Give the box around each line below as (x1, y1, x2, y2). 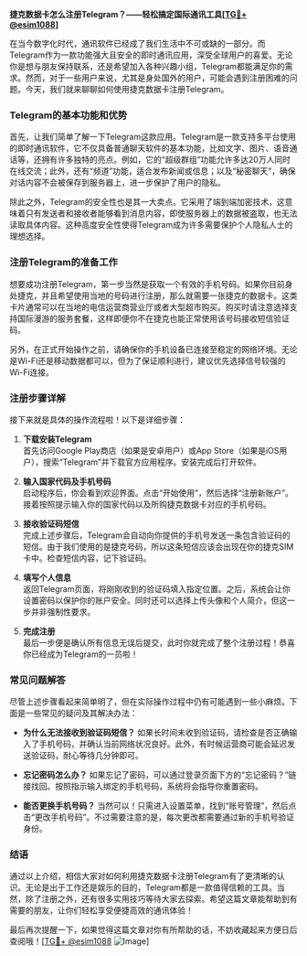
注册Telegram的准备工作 (9, 256, 119, 269)
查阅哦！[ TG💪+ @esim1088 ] (9, 936, 150, 947)
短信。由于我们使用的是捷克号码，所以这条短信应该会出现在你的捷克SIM (22, 541, 294, 552)
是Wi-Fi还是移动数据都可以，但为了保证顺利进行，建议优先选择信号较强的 (9, 355, 286, 366)
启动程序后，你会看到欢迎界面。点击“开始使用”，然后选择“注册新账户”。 (22, 487, 294, 498)
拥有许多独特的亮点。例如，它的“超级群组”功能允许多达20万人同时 (40, 155, 291, 166)
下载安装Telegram (22, 434, 92, 445)
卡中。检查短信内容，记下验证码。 (22, 553, 152, 564)
